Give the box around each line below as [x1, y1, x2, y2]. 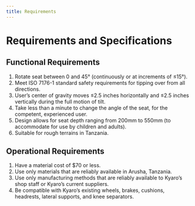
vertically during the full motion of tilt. [14, 98, 106, 105]
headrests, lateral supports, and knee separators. [14, 193, 134, 200]
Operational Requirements [6, 147, 105, 157]
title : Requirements [6, 8, 57, 15]
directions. [14, 85, 41, 92]
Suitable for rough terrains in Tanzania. [14, 129, 109, 136]
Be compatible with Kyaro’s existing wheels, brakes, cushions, [14, 187, 165, 194]
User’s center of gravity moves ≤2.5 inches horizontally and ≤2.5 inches [14, 92, 189, 99]
